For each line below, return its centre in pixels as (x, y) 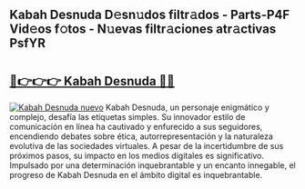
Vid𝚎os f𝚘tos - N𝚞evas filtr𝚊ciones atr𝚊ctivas (143, 30)
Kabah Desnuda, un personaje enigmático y (188, 107)
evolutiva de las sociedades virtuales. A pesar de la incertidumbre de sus (147, 146)
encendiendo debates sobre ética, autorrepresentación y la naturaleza (141, 136)
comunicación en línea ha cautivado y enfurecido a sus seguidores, (136, 127)
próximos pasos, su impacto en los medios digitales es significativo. (137, 155)
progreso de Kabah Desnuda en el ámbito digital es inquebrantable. (136, 175)
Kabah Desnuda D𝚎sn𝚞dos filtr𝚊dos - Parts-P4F (150, 15)
